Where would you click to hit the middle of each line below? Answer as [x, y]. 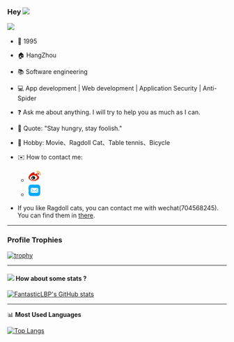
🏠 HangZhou [37, 55]
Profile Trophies [35, 240]
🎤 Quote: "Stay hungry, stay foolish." [70, 128]
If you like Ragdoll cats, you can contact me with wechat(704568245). [118, 208]
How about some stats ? [51, 279]
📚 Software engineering [53, 72]
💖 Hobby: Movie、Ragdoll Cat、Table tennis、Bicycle [94, 143]
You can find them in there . [56, 215]
